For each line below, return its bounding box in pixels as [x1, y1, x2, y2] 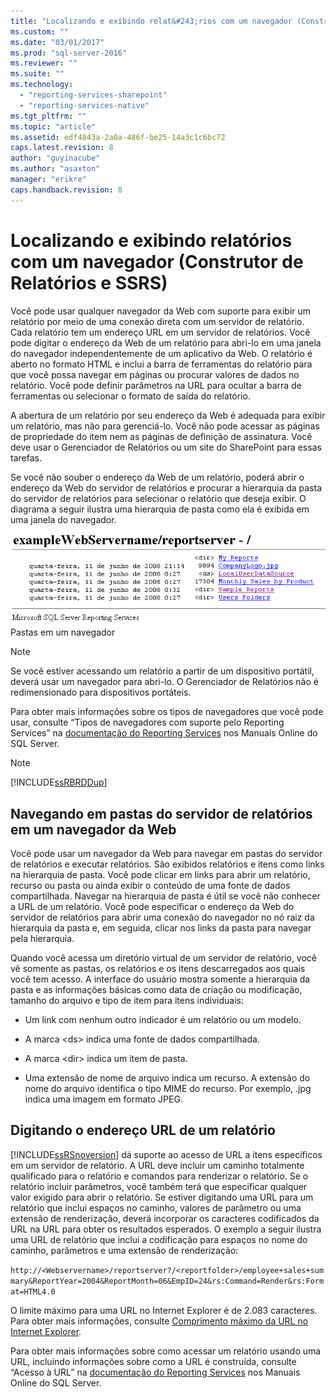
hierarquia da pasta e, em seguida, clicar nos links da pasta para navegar [10, 922, 312, 934]
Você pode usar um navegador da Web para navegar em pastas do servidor [10, 848, 323, 860]
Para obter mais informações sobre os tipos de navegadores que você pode [10, 706, 324, 718]
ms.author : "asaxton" [10, 164, 101, 174]
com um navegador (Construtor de [10, 250, 304, 273]
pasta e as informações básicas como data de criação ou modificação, [10, 984, 303, 996]
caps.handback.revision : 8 [10, 185, 123, 195]
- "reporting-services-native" [19, 100, 150, 110]
